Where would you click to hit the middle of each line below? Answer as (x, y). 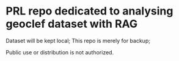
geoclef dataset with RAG (72, 24)
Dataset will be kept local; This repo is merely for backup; (78, 40)
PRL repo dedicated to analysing (89, 11)
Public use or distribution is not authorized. (60, 52)
